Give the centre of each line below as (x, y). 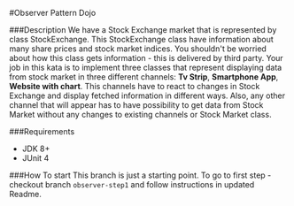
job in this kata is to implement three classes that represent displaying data (146, 67)
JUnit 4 (35, 158)
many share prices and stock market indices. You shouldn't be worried (138, 49)
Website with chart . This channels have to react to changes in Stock (135, 86)
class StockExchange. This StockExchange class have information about (142, 39)
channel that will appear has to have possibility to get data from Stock (136, 105)
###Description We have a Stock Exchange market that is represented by (143, 30)
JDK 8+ (36, 149)
